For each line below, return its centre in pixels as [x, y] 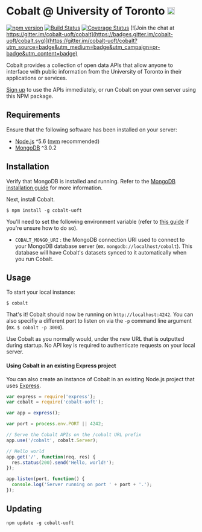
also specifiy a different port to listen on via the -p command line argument [99, 321]
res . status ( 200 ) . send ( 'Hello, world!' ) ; [63, 463]
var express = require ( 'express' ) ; [51, 396]
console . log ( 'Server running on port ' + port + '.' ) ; [82, 485]
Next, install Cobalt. [31, 199]
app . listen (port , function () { [46, 479]
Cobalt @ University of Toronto [86, 11]
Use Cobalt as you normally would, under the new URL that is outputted [95, 339]
